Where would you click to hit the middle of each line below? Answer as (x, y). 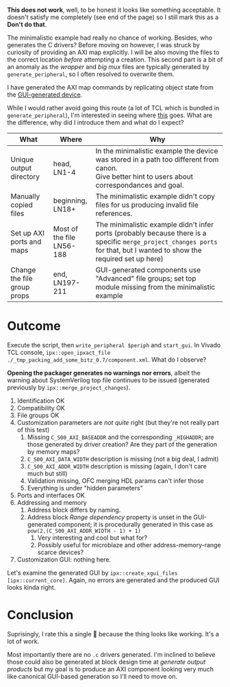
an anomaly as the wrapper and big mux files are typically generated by (108, 67)
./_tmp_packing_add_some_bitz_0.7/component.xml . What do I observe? (107, 360)
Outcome (34, 326)
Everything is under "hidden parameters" (85, 488)
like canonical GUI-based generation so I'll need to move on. (92, 676)
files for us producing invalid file (147, 205)
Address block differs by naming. (74, 510)
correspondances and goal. (140, 185)
